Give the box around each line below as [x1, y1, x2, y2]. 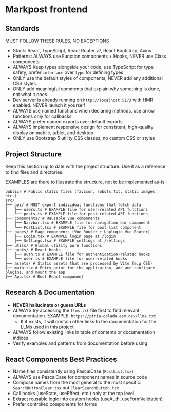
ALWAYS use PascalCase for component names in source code [12, 374, 147, 380]
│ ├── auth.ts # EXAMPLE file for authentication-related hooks [5, 252, 150, 257]
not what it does [12, 91, 47, 97]
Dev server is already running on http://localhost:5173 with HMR [12, 97, 154, 103]
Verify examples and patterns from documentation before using [12, 340, 148, 346]
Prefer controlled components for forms [12, 401, 97, 407]
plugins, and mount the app [5, 270, 66, 275]
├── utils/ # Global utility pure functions [5, 242, 102, 248]
